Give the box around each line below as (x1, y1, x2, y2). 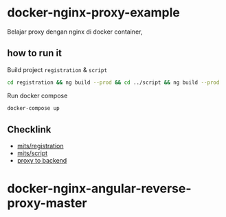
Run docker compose (7, 91, 68, 100)
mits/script (16, 149, 48, 157)
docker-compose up (7, 104, 60, 111)
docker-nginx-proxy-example (7, 5, 181, 21)
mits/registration (16, 142, 64, 150)
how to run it (7, 47, 62, 59)
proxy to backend (16, 157, 67, 165)
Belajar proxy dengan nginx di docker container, (7, 27, 143, 36)
